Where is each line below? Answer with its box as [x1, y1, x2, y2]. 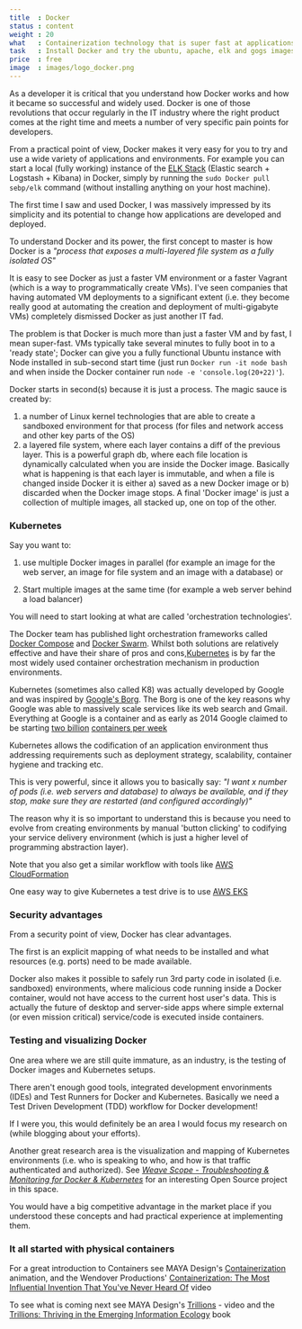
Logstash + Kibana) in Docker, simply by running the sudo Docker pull [9, 172, 271, 183]
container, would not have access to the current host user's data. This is [9, 992, 277, 1003]
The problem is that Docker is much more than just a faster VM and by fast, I [9, 328, 292, 338]
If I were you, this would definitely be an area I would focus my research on [9, 1118, 288, 1129]
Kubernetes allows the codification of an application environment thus [9, 740, 269, 751]
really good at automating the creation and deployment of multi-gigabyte [9, 301, 279, 311]
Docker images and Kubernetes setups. [9, 1064, 155, 1075]
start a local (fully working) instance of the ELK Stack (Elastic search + [9, 163, 271, 174]
